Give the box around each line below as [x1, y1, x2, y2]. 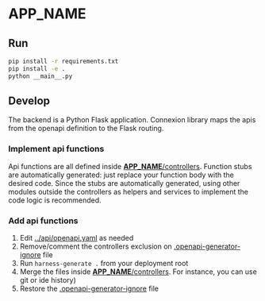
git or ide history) [19, 276, 77, 285]
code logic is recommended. [8, 195, 102, 205]
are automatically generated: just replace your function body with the [8, 170, 234, 179]
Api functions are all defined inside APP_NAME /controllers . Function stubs [8, 161, 252, 171]
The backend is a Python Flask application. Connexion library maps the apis [8, 115, 256, 125]
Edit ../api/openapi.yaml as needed [19, 233, 134, 243]
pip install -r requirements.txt [8, 57, 119, 65]
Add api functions [8, 215, 79, 226]
